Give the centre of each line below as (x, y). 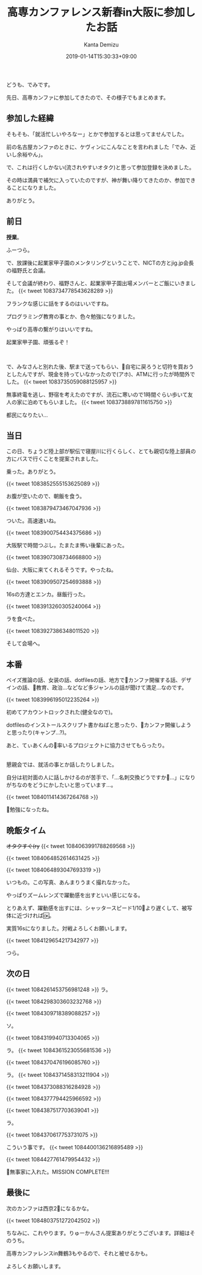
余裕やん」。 (31, 154)
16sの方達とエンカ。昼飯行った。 (47, 594)
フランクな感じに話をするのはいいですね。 (59, 303)
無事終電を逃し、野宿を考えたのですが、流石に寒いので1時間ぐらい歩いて (97, 394)
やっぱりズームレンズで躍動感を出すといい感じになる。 (75, 895)
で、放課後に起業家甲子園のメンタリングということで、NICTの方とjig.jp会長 (100, 263)
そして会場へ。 (25, 643)
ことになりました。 (35, 187)
